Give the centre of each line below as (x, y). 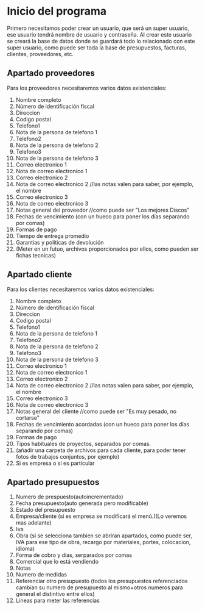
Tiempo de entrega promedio (52, 235)
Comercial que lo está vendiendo (57, 562)
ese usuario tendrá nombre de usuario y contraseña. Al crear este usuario (99, 34)
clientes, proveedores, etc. (40, 54)
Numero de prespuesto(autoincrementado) (69, 497)
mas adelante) (33, 523)
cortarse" (28, 418)
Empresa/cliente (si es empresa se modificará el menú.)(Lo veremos (101, 516)
